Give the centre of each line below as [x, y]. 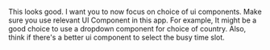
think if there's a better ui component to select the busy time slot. [117, 37]
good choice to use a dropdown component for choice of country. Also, [127, 29]
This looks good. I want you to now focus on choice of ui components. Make [135, 12]
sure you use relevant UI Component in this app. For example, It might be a [133, 20]
